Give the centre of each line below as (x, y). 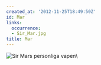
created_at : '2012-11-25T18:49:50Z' (51, 12)
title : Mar (19, 39)
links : (14, 22)
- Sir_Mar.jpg (29, 34)
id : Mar (16, 17)
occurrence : (26, 28)
